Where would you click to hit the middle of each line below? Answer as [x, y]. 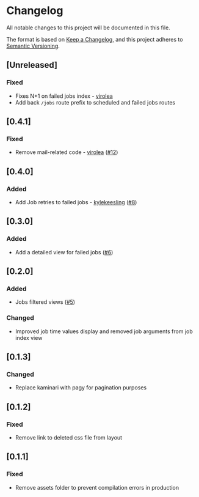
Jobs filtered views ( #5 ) [45, 302]
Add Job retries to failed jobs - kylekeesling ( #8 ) [76, 202]
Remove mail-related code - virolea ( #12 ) [67, 152]
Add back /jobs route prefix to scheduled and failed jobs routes [95, 102]
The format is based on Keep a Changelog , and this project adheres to [95, 39]
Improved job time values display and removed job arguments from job [104, 331]
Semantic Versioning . [33, 46]
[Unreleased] [32, 65]
